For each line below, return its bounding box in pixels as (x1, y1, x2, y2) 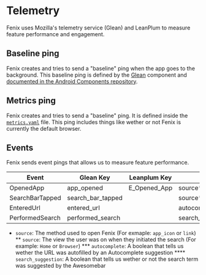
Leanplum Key (129, 173, 172, 182)
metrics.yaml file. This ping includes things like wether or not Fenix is (6, 118, 181, 126)
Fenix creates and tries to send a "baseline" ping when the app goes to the (6, 64, 195, 72)
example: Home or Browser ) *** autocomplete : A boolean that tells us (15, 242, 184, 250)
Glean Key (79, 173, 110, 182)
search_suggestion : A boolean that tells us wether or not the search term (15, 255, 199, 263)
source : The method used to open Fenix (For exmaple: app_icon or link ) (15, 230, 196, 237)
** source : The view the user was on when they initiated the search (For (15, 236, 196, 243)
